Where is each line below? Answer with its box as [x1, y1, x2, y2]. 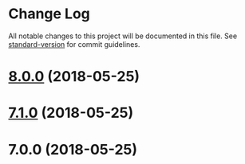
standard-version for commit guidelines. [8, 39, 140, 49]
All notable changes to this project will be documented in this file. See [8, 31, 238, 41]
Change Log [8, 5, 90, 23]
